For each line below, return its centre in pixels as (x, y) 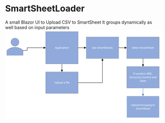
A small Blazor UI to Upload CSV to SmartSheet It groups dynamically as (79, 22)
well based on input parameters (37, 27)
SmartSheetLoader (45, 9)
